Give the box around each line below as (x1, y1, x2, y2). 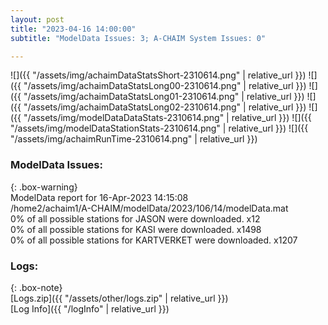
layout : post (10, 14, 65, 25)
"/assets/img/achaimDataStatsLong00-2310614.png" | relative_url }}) (23, 80, 307, 92)
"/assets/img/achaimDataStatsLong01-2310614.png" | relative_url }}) (23, 91, 305, 103)
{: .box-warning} (10, 181, 78, 193)
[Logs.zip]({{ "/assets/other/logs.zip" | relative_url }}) (10, 292, 229, 304)
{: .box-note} (10, 281, 63, 293)
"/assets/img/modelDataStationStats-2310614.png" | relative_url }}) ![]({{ (10, 122, 309, 135)
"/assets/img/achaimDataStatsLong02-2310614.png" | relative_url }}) (23, 101, 307, 113)
